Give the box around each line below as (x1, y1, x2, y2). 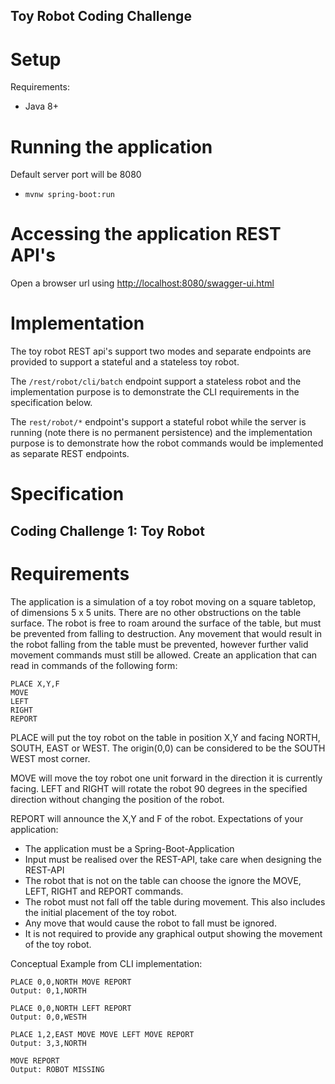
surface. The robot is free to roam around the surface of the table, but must (10, 617, 322, 629)
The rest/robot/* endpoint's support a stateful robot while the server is (10, 416, 307, 428)
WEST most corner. (10, 752, 91, 764)
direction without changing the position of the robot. (10, 793, 225, 805)
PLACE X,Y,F (10, 679, 60, 689)
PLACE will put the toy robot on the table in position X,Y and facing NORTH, (10, 731, 321, 743)
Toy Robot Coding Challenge (10, 8, 192, 25)
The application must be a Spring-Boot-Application (24, 842, 235, 854)
